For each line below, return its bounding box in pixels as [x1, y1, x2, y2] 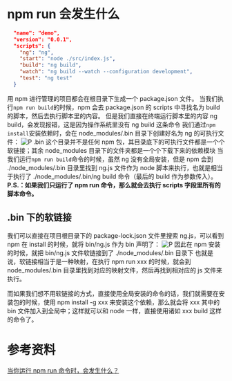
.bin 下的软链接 [7, 212, 72, 223]
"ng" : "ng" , [19, 49, 54, 56]
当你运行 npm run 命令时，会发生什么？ [7, 366, 119, 374]
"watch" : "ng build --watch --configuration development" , [19, 68, 193, 75]
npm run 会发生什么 [7, 6, 120, 22]
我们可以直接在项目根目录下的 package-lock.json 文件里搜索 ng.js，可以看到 [7, 231, 224, 239]
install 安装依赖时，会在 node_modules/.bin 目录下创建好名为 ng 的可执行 [7, 129, 219, 137]
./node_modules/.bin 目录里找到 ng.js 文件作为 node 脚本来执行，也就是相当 [7, 163, 223, 171]
